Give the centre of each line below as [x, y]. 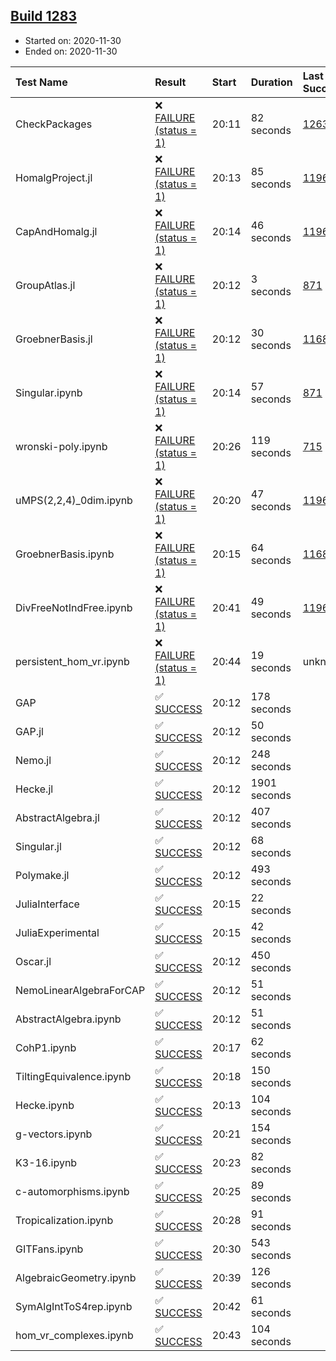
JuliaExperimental [57, 932]
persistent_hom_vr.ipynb [72, 661]
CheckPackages [54, 124]
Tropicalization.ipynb [64, 1220]
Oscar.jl [33, 961]
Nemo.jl [33, 760]
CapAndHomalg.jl [56, 231]
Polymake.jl [42, 875]
